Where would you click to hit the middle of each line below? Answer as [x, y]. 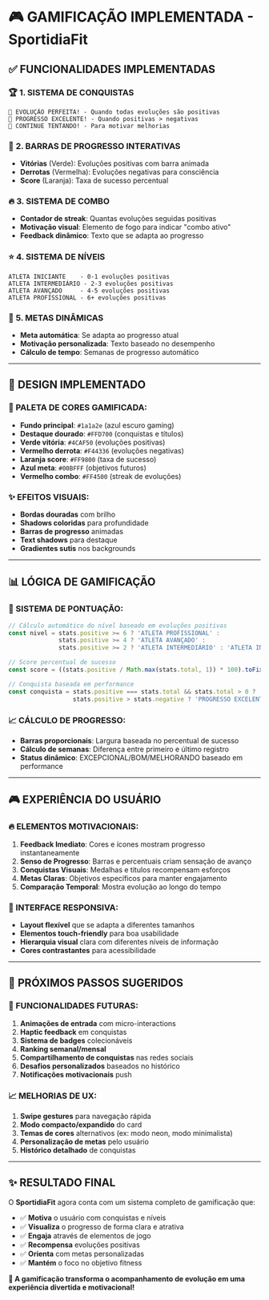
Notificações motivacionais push [76, 1074]
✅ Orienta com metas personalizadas [82, 1254]
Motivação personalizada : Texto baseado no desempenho [117, 344]
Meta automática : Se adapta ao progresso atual [99, 336]
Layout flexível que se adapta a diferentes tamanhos [107, 924]
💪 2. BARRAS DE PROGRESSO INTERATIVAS [94, 146]
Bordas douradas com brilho [68, 514]
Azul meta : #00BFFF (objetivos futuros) [83, 468]
